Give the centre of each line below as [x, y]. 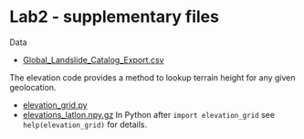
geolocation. [33, 87]
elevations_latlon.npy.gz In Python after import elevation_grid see [149, 114]
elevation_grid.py [55, 105]
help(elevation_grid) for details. [85, 124]
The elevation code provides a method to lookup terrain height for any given [152, 77]
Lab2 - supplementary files [114, 17]
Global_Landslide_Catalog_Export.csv [93, 59]
